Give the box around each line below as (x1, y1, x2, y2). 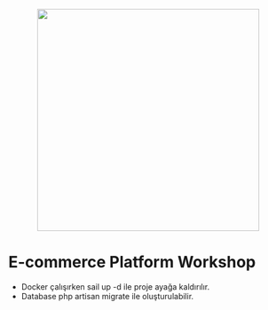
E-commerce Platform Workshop (8, 252, 256, 273)
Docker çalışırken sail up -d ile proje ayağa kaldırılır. (20, 281, 210, 292)
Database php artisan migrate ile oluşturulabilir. (20, 290, 194, 301)
